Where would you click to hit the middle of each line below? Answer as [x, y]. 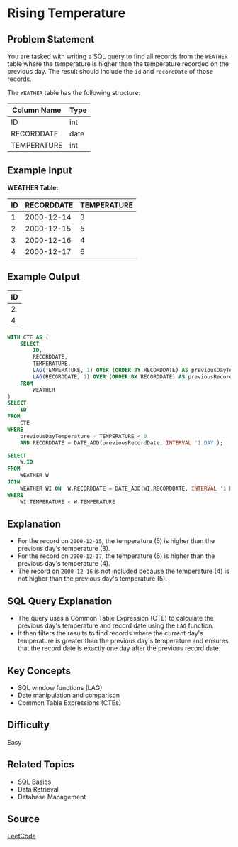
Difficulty [28, 725]
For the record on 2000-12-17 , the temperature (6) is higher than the [116, 556]
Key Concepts [39, 671]
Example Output [44, 277]
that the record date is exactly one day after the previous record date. [119, 648]
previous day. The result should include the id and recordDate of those [110, 71]
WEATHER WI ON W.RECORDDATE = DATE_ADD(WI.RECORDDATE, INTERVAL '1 [123, 488]
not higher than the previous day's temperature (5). [92, 579]
